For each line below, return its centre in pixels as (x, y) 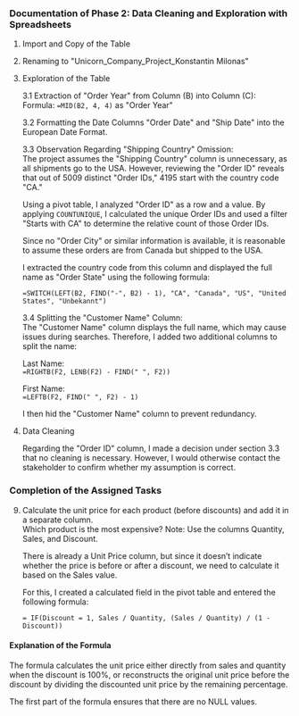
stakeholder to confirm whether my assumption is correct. (129, 468)
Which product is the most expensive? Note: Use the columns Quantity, (153, 529)
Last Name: (43, 363)
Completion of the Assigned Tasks (86, 491)
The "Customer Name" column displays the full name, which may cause (154, 328)
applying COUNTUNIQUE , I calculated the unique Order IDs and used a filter (155, 214)
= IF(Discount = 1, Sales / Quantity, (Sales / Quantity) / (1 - (146, 618)
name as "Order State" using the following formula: (116, 277)
